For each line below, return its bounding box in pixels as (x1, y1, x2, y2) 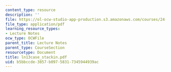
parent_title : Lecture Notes (5, 41, 67, 46)
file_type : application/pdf (5, 21, 65, 27)
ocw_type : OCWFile (5, 36, 44, 41)
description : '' (5, 12, 40, 17)
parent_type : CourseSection (5, 45, 65, 50)
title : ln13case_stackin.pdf (5, 54, 67, 60)
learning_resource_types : (5, 26, 60, 31)
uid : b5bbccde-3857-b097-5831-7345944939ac (5, 59, 99, 64)
